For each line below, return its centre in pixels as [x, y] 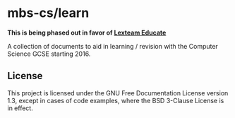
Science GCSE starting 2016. [49, 54]
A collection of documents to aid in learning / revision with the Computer [113, 46]
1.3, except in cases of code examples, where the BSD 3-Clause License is [116, 100]
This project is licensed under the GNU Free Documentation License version [118, 93]
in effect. [20, 108]
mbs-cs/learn [48, 13]
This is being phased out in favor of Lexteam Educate [87, 33]
